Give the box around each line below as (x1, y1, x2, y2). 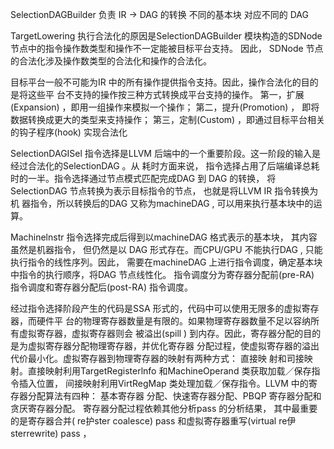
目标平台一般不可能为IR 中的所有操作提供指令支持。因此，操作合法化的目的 (10, 76, 319, 88)
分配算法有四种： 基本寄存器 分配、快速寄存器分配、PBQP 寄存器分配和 (27, 390, 322, 402)
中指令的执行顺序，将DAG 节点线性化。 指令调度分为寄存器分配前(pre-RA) (10, 269, 315, 280)
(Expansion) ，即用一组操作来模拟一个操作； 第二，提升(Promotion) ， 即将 (10, 101, 320, 113)
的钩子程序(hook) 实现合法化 (10, 126, 128, 138)
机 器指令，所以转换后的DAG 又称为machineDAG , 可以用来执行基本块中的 (10, 198, 314, 209)
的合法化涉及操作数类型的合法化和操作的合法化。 (10, 55, 212, 67)
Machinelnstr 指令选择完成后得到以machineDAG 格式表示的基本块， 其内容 (10, 231, 318, 243)
